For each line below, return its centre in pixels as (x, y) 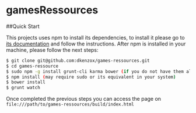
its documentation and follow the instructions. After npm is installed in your (96, 44)
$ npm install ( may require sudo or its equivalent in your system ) (91, 77)
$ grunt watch (23, 88)
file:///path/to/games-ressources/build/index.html (70, 105)
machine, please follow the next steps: (52, 50)
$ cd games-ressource (32, 66)
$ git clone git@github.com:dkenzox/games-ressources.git (78, 61)
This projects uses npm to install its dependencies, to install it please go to (95, 37)
